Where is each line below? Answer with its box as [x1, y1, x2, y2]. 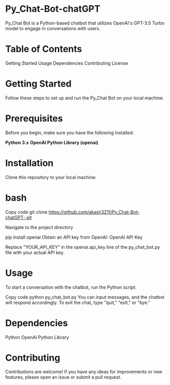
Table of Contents [5, 43, 82, 55]
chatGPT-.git [5, 214, 32, 220]
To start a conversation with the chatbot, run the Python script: [5, 284, 137, 290]
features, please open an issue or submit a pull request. [5, 374, 122, 380]
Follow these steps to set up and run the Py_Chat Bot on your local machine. [5, 95, 164, 101]
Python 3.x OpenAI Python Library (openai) [5, 139, 99, 145]
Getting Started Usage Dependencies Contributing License [5, 60, 128, 66]
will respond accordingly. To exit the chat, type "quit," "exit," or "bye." [5, 299, 151, 305]
